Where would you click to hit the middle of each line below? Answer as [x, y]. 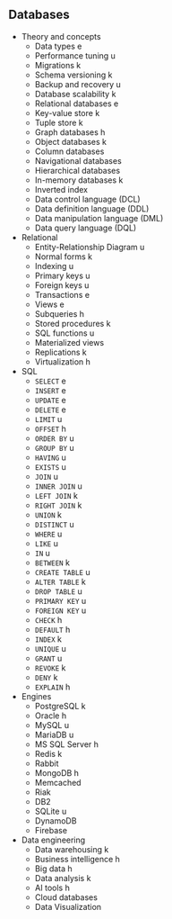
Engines [36, 696]
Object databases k [71, 141]
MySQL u [52, 725]
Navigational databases [78, 160]
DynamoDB [56, 820]
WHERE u [48, 534]
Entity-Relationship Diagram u [90, 247]
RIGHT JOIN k [58, 505]
